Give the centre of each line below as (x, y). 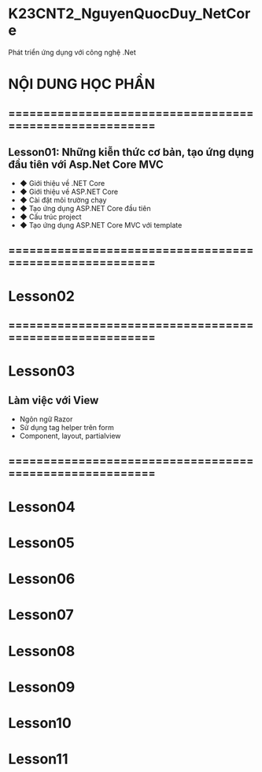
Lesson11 (38, 759)
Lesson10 (40, 723)
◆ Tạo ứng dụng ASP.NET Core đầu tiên (85, 209)
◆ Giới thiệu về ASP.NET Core (69, 192)
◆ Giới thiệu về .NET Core (62, 184)
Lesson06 (42, 579)
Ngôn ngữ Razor (46, 419)
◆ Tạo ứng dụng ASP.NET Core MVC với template (101, 225)
